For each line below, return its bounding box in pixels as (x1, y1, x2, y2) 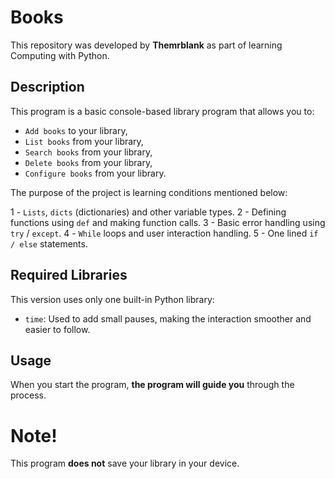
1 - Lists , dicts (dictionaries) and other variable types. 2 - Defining (10, 206, 287, 218)
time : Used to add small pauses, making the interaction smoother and (24, 312, 312, 325)
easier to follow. (24, 323, 91, 335)
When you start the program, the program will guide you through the (10, 379, 295, 391)
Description (10, 79, 85, 96)
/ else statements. (10, 237, 88, 250)
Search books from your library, (24, 146, 153, 158)
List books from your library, (24, 135, 144, 147)
